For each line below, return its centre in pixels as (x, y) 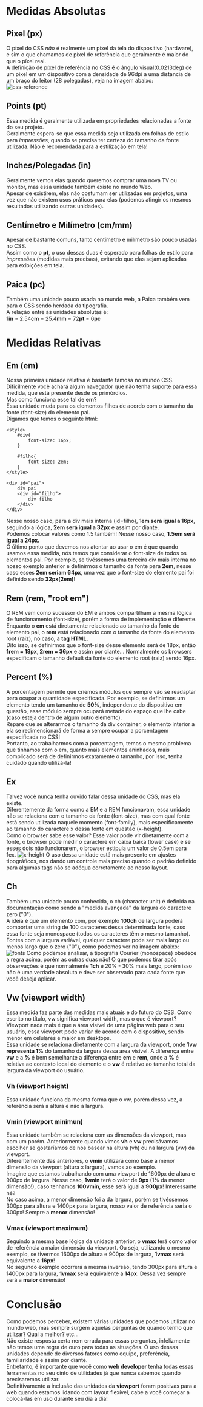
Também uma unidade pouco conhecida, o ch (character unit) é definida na (101, 901)
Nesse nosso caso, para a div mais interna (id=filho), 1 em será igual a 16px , (101, 521)
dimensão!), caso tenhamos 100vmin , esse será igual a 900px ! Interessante (101, 1186)
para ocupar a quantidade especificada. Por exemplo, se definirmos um (96, 698)
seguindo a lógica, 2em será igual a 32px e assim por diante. (83, 527)
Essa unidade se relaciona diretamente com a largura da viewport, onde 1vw (102, 1045)
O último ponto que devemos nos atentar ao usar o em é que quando (92, 547)
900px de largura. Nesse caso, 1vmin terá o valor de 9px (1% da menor (95, 1180)
